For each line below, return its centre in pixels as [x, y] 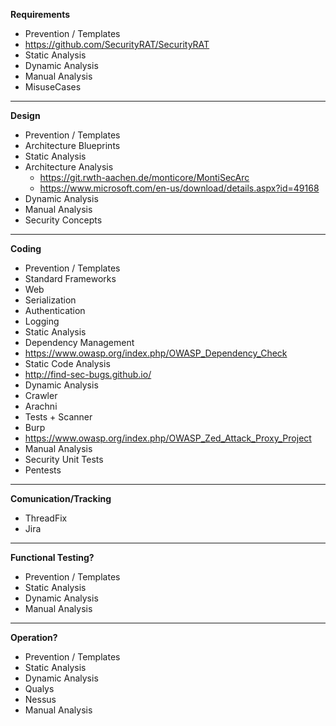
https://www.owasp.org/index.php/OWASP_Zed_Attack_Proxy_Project [168, 438]
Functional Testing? [52, 557]
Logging [42, 321]
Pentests [43, 470]
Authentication [55, 310]
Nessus [40, 699]
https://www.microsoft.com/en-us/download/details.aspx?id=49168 [179, 188]
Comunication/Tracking [61, 498]
